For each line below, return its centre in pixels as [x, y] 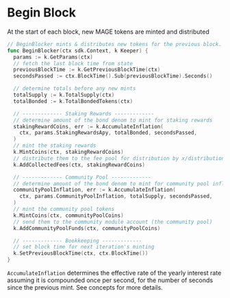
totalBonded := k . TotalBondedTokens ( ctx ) [73, 101]
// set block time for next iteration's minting [84, 247]
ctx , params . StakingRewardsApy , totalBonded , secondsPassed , [108, 133]
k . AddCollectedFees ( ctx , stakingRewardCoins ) [79, 165]
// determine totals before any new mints [75, 89]
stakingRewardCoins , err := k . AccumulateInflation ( [89, 126]
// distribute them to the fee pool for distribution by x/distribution [119, 158]
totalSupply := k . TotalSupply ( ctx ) [64, 95]
